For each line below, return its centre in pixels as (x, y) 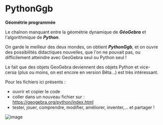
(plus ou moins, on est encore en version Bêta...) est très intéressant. (88, 72)
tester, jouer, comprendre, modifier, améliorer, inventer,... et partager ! (83, 107)
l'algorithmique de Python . (32, 37)
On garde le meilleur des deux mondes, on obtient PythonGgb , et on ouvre (82, 47)
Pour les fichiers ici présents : (35, 82)
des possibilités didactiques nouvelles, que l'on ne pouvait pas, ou (73, 52)
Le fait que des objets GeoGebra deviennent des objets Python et (72, 67)
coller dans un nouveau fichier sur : (49, 97)
